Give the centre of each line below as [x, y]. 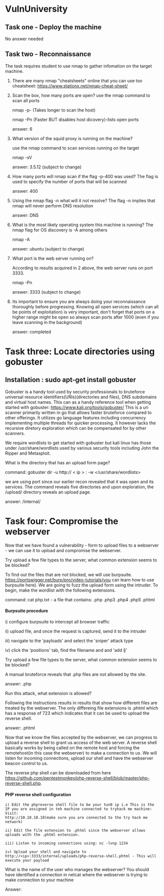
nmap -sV [22, 157]
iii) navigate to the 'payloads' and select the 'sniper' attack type [69, 641]
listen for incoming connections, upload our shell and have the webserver [79, 758]
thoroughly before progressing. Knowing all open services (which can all [85, 306]
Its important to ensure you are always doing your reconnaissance [79, 301]
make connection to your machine [39, 880]
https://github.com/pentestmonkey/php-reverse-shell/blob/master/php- [78, 778]
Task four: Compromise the [62, 521]
